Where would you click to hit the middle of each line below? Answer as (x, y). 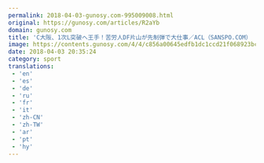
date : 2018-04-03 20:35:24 (52, 52)
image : (19, 45)
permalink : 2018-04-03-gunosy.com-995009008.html (91, 15)
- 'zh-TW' (27, 125)
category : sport (35, 60)
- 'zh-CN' (27, 118)
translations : (31, 67)
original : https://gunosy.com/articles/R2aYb (84, 23)
